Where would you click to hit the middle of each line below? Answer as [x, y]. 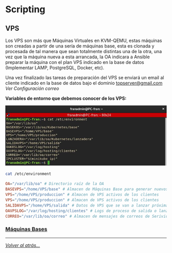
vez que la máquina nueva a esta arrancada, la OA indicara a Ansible [78, 57]
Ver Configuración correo [32, 88]
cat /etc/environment [28, 174]
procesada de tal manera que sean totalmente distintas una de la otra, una [84, 51]
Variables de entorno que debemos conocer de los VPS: [66, 98]
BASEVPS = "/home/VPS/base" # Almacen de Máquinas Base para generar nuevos [87, 189]
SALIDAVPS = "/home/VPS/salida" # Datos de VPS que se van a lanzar [78, 205]
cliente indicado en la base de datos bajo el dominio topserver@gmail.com [84, 83]
